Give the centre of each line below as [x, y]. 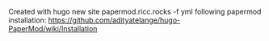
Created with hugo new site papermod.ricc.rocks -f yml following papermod [135, 12]
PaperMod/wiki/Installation [53, 29]
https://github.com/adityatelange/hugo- [114, 20]
